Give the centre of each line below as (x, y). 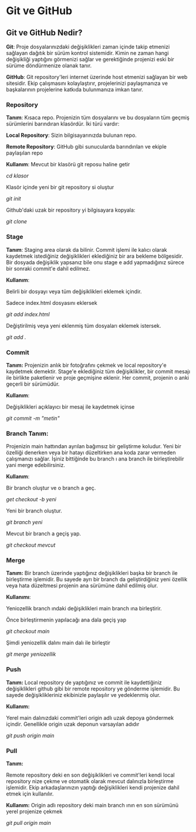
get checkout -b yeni (31, 499)
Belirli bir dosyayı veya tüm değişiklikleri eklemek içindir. (74, 291)
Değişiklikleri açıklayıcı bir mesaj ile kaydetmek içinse (70, 407)
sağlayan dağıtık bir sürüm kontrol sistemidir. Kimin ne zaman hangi (87, 53)
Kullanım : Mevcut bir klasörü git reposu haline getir (68, 165)
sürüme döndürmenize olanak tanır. (49, 65)
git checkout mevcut (31, 545)
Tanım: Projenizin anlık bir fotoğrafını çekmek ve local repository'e (86, 365)
